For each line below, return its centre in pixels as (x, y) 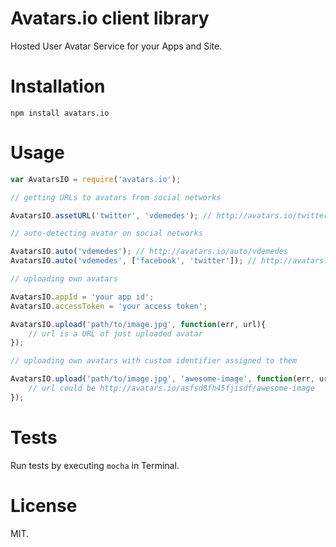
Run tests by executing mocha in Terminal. (95, 465)
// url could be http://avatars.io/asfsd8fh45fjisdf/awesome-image (171, 388)
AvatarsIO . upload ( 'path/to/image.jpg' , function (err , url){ (138, 324)
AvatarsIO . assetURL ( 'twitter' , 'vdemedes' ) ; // (111, 215)
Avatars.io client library (110, 18)
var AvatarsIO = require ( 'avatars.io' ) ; (96, 179)
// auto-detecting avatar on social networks (106, 233)
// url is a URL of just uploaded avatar (115, 333)
